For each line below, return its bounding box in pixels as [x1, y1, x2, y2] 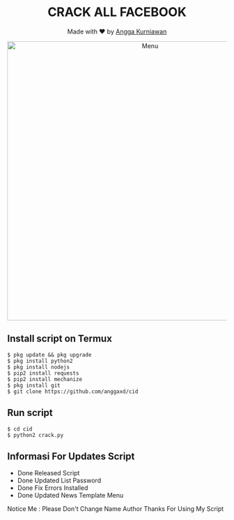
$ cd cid [7, 425, 33, 433]
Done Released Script [17, 469, 80, 477]
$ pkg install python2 [7, 357, 73, 364]
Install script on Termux [7, 333, 113, 345]
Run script [7, 407, 54, 419]
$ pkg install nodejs [7, 364, 70, 371]
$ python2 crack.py [7, 431, 64, 438]
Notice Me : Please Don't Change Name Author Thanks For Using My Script [7, 505, 224, 513]
